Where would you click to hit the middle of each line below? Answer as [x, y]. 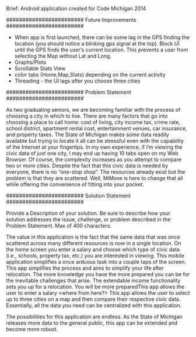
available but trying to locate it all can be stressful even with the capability [95, 141]
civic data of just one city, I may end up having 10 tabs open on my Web [92, 153]
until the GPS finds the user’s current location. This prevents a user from [101, 50]
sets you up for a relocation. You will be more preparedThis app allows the [95, 287]
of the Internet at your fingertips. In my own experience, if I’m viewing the [94, 147]
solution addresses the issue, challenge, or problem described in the [88, 219]
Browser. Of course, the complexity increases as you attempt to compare [94, 159]
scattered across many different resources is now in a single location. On [94, 243]
